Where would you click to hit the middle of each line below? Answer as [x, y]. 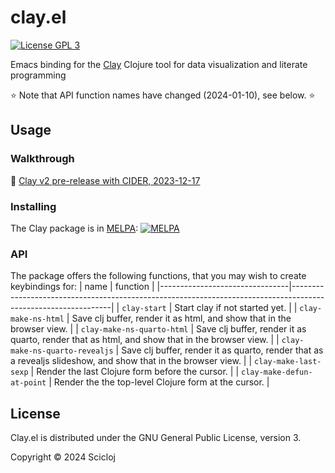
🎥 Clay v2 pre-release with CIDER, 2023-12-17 [105, 180]
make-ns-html [37, 319]
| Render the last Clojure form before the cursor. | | [135, 372]
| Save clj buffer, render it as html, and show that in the [179, 318]
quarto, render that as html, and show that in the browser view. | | [145, 340]
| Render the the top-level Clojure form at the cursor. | [159, 382]
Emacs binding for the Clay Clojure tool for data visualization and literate [159, 64]
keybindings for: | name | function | [82, 287]
